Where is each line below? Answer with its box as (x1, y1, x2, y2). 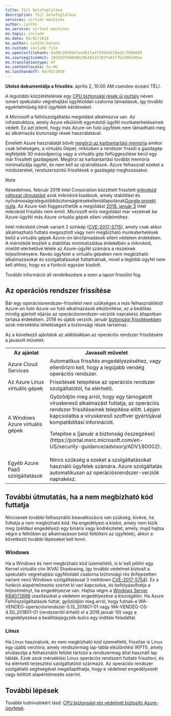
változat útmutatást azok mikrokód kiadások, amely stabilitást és (5, 192, 140, 198)
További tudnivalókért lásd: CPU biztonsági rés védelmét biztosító (5, 700, 144, 706)
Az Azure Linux (8, 378, 44, 385)
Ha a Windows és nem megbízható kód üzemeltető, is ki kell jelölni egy (5, 560, 154, 566)
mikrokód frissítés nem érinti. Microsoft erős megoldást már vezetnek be (5, 209, 158, 214)
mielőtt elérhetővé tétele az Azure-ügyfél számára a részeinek (5, 245, 136, 252)
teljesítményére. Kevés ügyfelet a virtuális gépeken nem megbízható (5, 251, 149, 257)
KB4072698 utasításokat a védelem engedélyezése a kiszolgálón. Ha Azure (5, 592, 164, 599)
